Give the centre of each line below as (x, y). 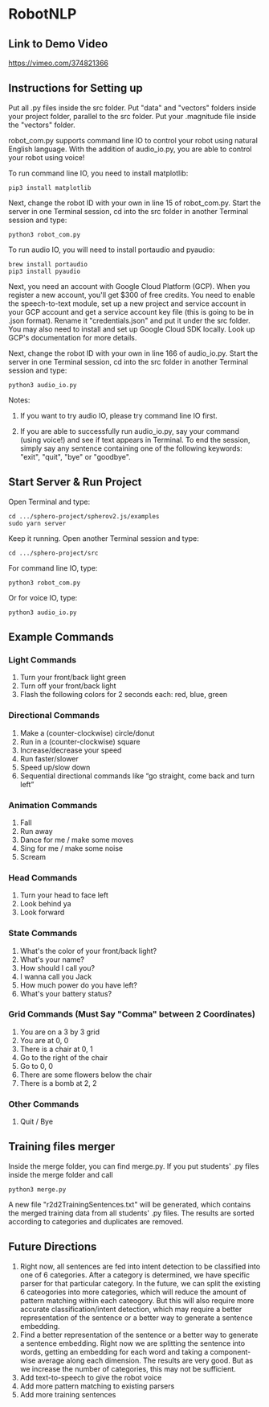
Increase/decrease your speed (71, 750)
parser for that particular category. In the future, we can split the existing (140, 1283)
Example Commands (61, 637)
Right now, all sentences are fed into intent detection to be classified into (140, 1266)
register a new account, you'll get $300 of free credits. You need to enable (132, 295)
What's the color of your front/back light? (88, 951)
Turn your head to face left (64, 895)
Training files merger (62, 1147)
